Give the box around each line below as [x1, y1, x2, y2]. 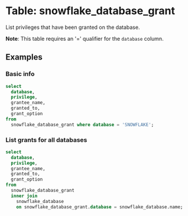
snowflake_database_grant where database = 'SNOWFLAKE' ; [11, 122, 154, 127]
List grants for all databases [5, 136, 87, 144]
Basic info [5, 70, 35, 78]
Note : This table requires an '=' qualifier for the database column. [5, 35, 164, 42]
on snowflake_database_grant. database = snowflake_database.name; [16, 204, 183, 210]
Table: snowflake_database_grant [5, 4, 176, 18]
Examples [5, 52, 43, 63]
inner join [11, 193, 38, 199]
